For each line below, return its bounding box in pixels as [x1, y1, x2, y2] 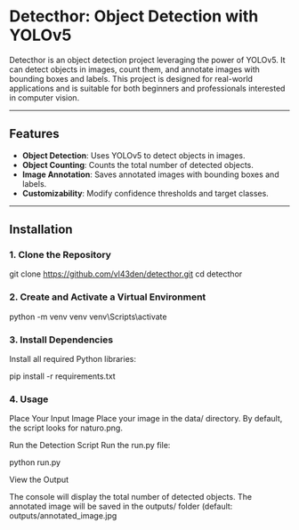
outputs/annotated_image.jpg [9, 510, 117, 521]
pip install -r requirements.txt [9, 371, 116, 381]
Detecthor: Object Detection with [9, 6, 259, 27]
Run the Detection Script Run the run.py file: [9, 440, 171, 451]
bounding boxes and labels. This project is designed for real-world [9, 73, 254, 84]
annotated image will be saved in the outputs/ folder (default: [9, 501, 233, 512]
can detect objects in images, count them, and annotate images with [9, 64, 261, 75]
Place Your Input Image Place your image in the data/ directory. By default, [9, 414, 283, 424]
